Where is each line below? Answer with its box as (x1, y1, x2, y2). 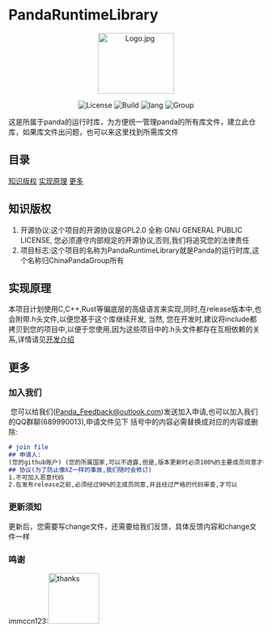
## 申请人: (8, 451, 42, 459)
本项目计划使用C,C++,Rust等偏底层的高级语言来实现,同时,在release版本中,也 (8, 304, 262, 314)
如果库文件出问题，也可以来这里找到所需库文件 (22, 127, 179, 137)
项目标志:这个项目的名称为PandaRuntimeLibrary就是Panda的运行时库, (19, 245, 253, 255)
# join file (8, 443, 49, 452)
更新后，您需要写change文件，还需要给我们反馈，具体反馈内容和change (8, 521, 250, 531)
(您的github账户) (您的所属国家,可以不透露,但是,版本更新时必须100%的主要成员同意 (8, 458, 257, 466)
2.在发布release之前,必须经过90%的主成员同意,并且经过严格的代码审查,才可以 (8, 481, 238, 489)
